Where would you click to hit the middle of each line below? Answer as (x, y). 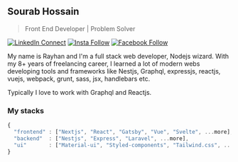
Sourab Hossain (43, 12)
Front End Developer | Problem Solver (80, 28)
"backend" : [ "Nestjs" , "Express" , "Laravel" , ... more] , (102, 138)
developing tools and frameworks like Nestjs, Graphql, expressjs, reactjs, (114, 71)
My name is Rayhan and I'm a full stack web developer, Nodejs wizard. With (118, 56)
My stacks (26, 110)
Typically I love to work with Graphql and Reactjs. (80, 92)
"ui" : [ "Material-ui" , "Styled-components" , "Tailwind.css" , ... (124, 145)
